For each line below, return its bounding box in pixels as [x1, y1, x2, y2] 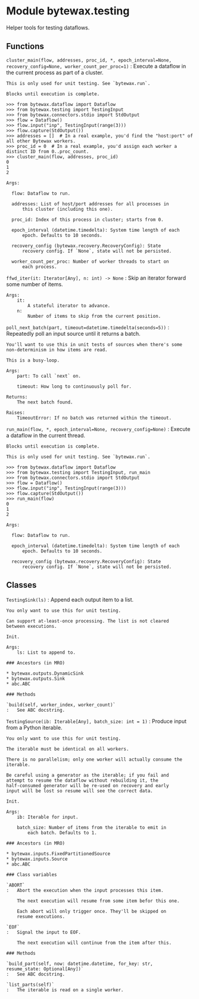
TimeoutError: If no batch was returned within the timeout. [17, 415, 172, 421]
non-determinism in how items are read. [6, 347, 108, 353]
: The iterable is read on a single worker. [6, 986, 124, 993]
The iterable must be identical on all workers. [6, 746, 129, 752]
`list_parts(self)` [6, 982, 55, 988]
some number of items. [6, 280, 64, 288]
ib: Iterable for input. [17, 814, 79, 820]
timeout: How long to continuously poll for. [17, 383, 132, 390]
